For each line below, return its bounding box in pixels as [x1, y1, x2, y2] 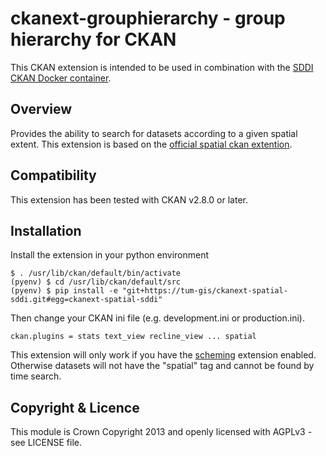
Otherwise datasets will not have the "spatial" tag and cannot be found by [10, 360, 315, 372]
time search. [10, 370, 62, 382]
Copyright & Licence [10, 399, 140, 416]
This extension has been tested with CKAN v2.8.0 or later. [10, 193, 248, 206]
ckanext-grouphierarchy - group [10, 7, 286, 30]
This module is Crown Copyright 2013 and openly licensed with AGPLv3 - [10, 426, 313, 438]
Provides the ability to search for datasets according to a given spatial [10, 127, 298, 139]
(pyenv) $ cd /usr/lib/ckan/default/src [10, 277, 182, 287]
